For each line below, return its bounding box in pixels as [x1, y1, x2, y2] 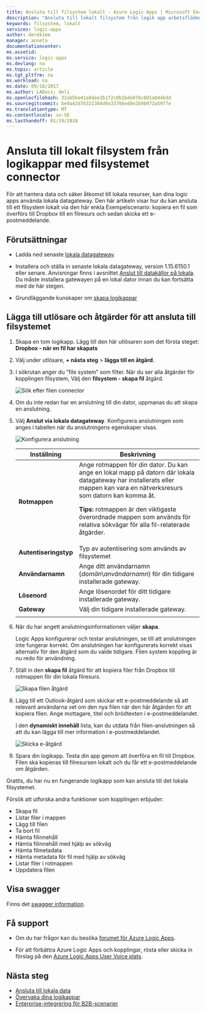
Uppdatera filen [15, 866, 55, 873]
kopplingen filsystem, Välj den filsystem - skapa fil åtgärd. [15, 374, 164, 382]
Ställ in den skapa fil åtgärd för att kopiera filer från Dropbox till [15, 666, 175, 674]
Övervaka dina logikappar [15, 993, 81, 1001]
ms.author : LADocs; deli [6, 89, 70, 95]
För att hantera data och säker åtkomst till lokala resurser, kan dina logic [6, 191, 188, 198]
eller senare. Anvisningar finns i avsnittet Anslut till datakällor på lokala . [15, 269, 195, 277]
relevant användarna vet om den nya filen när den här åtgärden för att [15, 703, 192, 711]
